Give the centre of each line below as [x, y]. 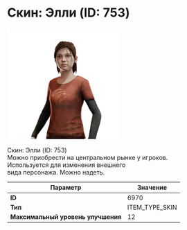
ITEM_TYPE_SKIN [152, 207]
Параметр [66, 188]
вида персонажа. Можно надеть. [56, 172]
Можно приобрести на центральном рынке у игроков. [88, 157]
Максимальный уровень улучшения [66, 217]
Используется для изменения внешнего [66, 165]
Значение [152, 188]
